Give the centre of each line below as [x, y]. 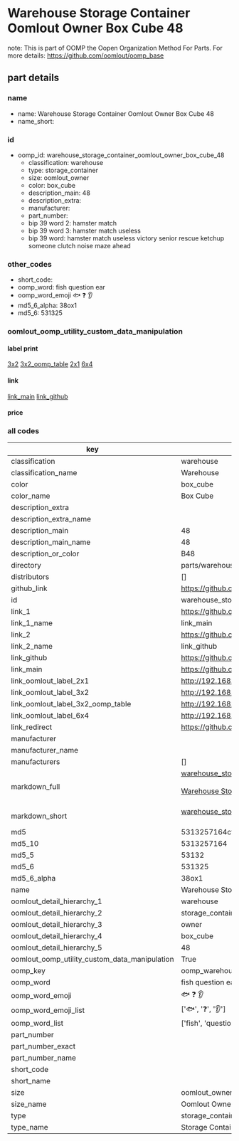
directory [26, 566]
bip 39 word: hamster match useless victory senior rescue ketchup [126, 238]
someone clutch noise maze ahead [80, 245]
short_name [31, 1081]
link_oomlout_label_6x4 [50, 716]
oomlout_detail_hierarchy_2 [57, 913]
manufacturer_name [45, 750]
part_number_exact [43, 1046]
